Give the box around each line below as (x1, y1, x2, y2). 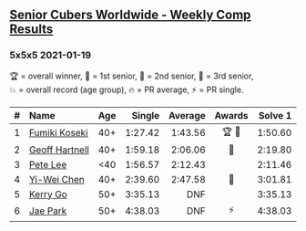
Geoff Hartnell (28, 143, 89, 156)
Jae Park (28, 205, 67, 217)
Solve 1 (258, 109, 292, 121)
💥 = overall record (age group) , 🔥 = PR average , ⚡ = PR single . (9, 84, 244, 95)
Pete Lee (28, 158, 67, 171)
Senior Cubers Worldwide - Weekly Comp (9, 7, 251, 23)
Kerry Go (28, 187, 68, 200)
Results (9, 22, 54, 37)
